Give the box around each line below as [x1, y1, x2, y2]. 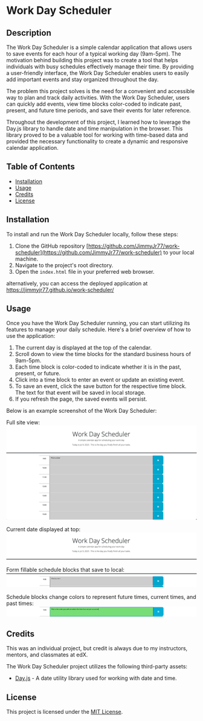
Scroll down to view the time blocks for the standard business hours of [14, 351, 192, 358]
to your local [163, 248, 195, 256]
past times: [6, 600, 34, 607]
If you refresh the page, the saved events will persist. [14, 395, 147, 403]
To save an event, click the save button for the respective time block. [14, 383, 187, 390]
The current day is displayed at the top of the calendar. [14, 344, 152, 351]
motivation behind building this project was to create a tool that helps [6, 57, 178, 63]
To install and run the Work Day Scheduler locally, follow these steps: [6, 230, 178, 238]
